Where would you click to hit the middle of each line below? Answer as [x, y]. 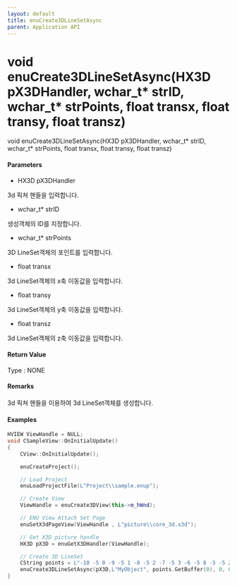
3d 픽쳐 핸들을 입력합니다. [43, 195]
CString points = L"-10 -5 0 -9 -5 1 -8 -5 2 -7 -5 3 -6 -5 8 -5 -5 [123, 563]
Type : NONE [26, 370]
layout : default [31, 14]
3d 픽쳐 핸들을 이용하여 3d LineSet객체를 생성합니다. [80, 403]
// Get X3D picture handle [60, 537]
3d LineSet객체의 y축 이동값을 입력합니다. [65, 309]
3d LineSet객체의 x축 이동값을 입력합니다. [65, 281]
